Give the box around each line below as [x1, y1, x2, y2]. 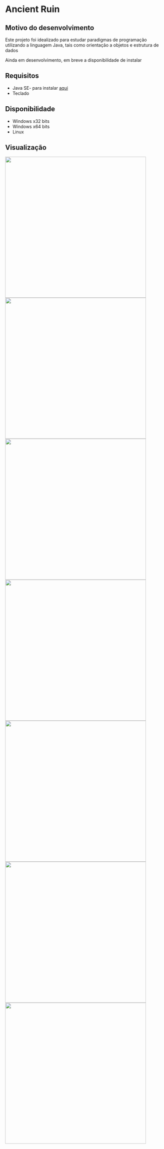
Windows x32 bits [12, 118, 50, 124]
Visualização [5, 143, 46, 152]
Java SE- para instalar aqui [12, 85, 68, 91]
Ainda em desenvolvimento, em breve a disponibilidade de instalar [5, 57, 142, 63]
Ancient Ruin [5, 4, 60, 15]
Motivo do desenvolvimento [5, 24, 94, 32]
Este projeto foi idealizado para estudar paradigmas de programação [5, 37, 147, 43]
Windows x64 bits [12, 123, 50, 129]
